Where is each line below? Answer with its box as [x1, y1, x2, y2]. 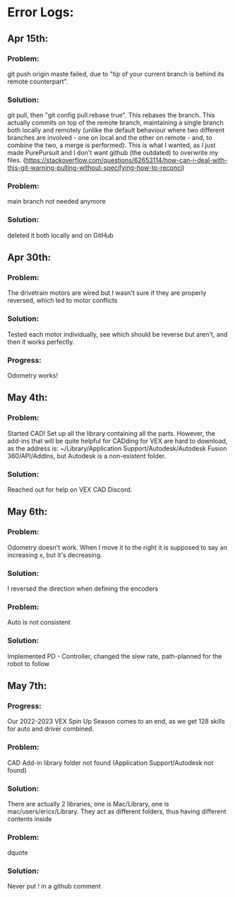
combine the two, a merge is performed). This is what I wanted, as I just [7, 141, 216, 149]
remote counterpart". [7, 77, 68, 86]
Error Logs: [7, 4, 74, 21]
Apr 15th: [7, 33, 49, 45]
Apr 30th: [7, 252, 52, 264]
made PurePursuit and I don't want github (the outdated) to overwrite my [7, 149, 219, 157]
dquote [7, 848, 28, 857]
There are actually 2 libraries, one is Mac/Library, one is [7, 799, 169, 808]
